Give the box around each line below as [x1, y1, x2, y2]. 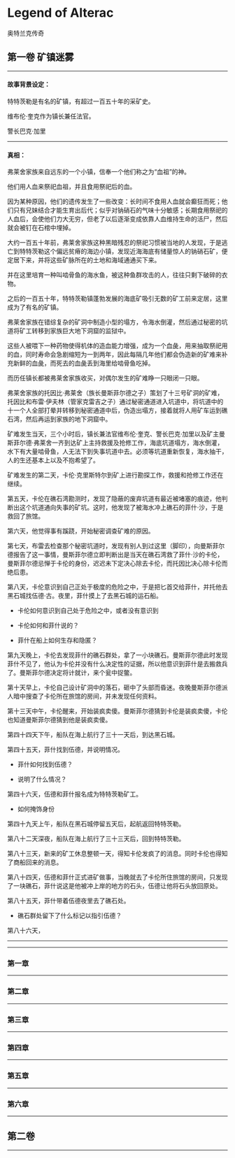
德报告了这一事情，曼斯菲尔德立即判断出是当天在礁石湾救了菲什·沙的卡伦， [7, 550, 224, 559]
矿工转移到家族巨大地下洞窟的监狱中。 [19, 327, 130, 335]
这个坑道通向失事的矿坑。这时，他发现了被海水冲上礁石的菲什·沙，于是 [19, 503, 224, 512]
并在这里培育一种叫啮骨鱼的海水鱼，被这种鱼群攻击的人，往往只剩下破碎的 [7, 271, 222, 279]
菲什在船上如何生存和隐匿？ [17, 636, 98, 645]
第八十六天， [7, 927, 44, 935]
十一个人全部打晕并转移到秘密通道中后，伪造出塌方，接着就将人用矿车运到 [7, 406, 222, 415]
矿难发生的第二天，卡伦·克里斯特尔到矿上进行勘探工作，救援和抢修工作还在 [7, 471, 224, 480]
